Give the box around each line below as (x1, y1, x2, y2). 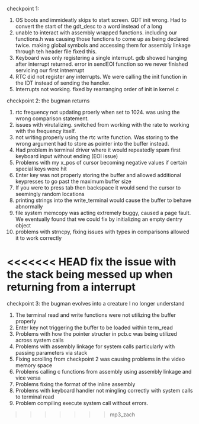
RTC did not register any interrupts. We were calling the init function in (15, 73, 187, 80)
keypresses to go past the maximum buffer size (15, 178, 132, 185)
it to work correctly (15, 235, 62, 242)
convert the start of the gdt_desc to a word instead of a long (15, 23, 162, 30)
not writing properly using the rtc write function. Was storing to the (15, 134, 179, 141)
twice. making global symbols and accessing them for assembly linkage (15, 41, 191, 49)
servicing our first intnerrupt (15, 67, 85, 73)
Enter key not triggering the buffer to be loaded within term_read (15, 324, 174, 331)
